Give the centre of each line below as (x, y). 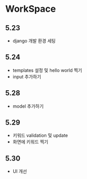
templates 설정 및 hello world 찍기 (47, 70)
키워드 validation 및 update (40, 135)
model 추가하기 (28, 106)
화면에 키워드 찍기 (30, 142)
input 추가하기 (27, 76)
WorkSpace (31, 9)
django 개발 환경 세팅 (34, 41)
